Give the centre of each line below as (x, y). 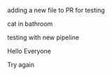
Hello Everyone (29, 51)
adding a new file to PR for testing (56, 10)
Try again (21, 65)
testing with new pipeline (43, 37)
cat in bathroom (30, 24)
